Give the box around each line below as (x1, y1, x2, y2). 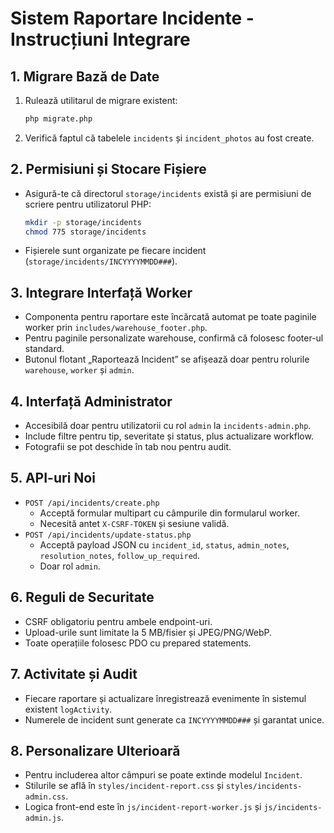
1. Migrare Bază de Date (10, 68, 160, 85)
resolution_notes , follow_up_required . (39, 549, 201, 561)
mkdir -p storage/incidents (24, 217, 142, 227)
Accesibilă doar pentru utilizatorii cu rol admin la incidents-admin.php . (24, 420, 312, 432)
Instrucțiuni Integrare (10, 28, 191, 51)
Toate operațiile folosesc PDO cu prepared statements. (24, 637, 252, 649)
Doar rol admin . (39, 560, 101, 572)
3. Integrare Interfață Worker (10, 284, 193, 301)
